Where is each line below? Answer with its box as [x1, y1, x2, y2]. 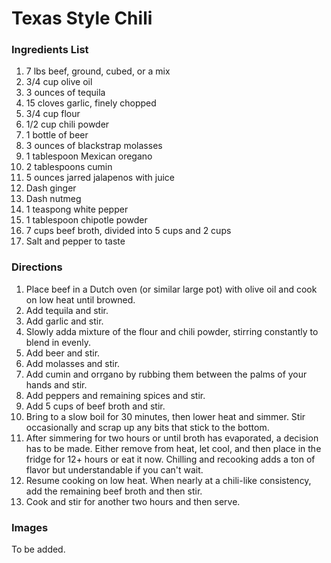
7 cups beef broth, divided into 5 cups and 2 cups [25, 225, 232, 237]
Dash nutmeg [25, 193, 82, 205]
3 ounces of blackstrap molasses [25, 140, 163, 152]
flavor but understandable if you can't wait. [25, 463, 204, 476]
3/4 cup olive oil [25, 76, 93, 88]
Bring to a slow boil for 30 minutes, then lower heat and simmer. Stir [25, 410, 306, 422]
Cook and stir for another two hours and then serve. [25, 495, 241, 507]
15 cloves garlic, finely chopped [25, 97, 157, 109]
